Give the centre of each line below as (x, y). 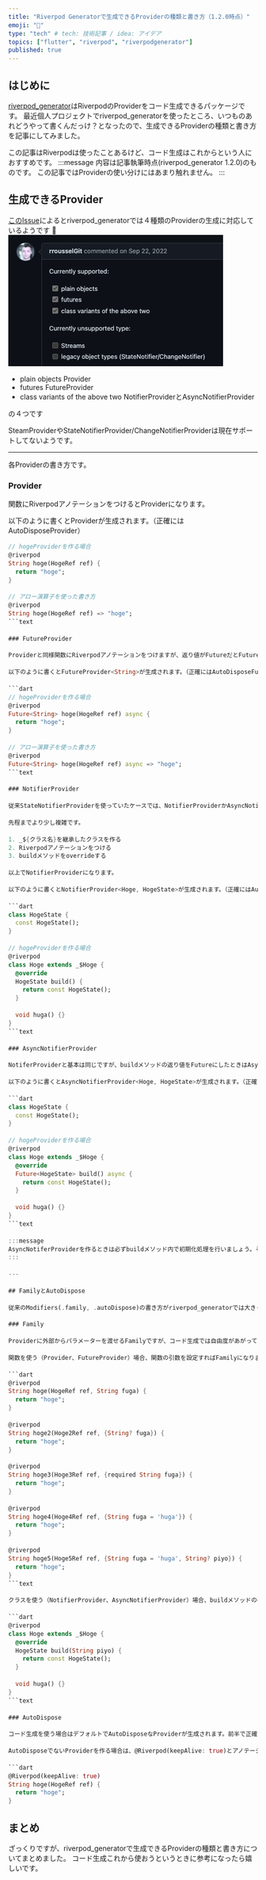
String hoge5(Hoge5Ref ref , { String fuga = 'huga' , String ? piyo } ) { (125, 1558)
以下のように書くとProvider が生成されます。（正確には (96, 521)
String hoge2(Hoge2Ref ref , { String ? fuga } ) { (86, 1433)
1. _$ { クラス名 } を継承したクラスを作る (65, 839)
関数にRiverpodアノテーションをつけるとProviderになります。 (109, 504)
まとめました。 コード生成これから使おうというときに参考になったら (133, 1858)
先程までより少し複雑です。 (46, 822)
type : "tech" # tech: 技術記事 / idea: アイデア (85, 33)
